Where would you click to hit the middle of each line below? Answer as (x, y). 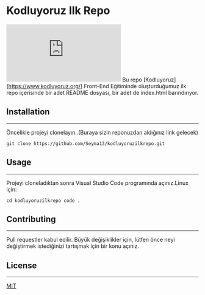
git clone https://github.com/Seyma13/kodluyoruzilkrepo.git (86, 144)
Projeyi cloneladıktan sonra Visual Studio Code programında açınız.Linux (98, 183)
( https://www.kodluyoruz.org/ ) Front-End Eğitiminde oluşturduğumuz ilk (96, 86)
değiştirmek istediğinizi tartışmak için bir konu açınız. (73, 246)
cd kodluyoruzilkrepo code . (43, 200)
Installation (28, 112)
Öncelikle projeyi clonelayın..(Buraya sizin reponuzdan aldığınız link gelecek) (102, 132)
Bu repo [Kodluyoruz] (149, 80)
